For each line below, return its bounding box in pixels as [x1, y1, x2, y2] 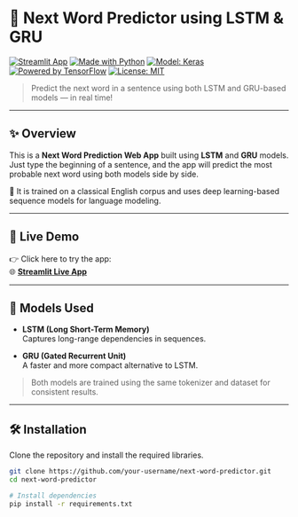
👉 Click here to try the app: [9, 253, 112, 264]
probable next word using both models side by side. [9, 168, 200, 179]
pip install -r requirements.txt [9, 499, 133, 508]
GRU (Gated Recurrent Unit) [21, 350, 127, 362]
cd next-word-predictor [9, 475, 98, 484]
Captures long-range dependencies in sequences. [21, 333, 207, 344]
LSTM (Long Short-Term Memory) [21, 324, 150, 335]
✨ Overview [9, 126, 77, 141]
